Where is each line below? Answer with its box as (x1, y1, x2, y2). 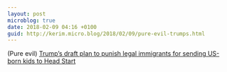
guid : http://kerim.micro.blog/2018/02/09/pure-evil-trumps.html (7, 30, 205, 37)
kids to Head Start (22, 57, 76, 66)
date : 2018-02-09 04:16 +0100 (7, 23, 97, 30)
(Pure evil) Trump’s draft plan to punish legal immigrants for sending (7, 49, 206, 58)
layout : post (7, 10, 46, 18)
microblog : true (7, 17, 56, 24)
